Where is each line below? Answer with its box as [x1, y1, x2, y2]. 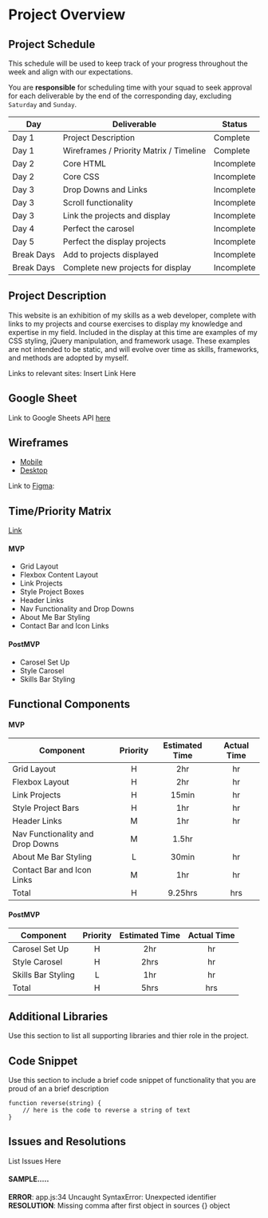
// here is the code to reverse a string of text [22, 1106, 191, 1115]
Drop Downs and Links [62, 184, 148, 195]
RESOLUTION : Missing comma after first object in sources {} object [8, 1201, 231, 1211]
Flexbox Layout [12, 777, 69, 788]
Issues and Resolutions [8, 1135, 126, 1148]
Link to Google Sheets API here [8, 413, 111, 422]
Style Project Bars [12, 802, 80, 813]
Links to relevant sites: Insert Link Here [8, 368, 136, 377]
